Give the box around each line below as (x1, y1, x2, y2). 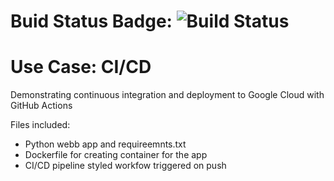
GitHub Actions (10, 100, 73, 112)
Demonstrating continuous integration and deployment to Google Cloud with (10, 89, 325, 101)
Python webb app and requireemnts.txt (24, 138, 187, 150)
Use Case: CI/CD (10, 56, 152, 79)
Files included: (10, 119, 71, 131)
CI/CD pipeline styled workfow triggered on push (24, 160, 227, 172)
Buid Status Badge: (10, 10, 173, 33)
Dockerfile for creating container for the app (24, 149, 208, 161)
